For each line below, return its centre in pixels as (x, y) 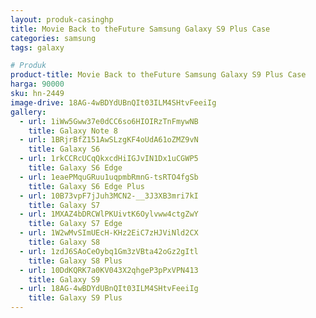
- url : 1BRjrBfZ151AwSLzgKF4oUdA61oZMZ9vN (109, 140)
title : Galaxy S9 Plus (75, 298)
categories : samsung (53, 38)
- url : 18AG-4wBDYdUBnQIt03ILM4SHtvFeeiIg (109, 289)
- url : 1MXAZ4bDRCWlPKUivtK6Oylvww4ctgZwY (109, 214)
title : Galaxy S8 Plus (75, 261)
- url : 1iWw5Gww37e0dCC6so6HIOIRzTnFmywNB (109, 121)
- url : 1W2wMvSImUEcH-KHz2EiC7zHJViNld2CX (109, 233)
